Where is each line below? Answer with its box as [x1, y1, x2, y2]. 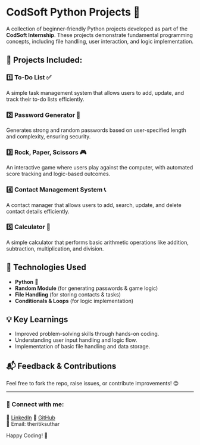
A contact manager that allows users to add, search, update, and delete [6, 201, 182, 208]
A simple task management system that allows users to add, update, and [6, 89, 185, 96]
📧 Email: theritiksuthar [6, 420, 60, 427]
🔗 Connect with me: [6, 400, 64, 409]
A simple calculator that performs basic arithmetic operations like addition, [6, 239, 189, 246]
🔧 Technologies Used [6, 262, 86, 273]
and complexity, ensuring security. [6, 132, 91, 140]
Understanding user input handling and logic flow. [14, 336, 137, 344]
